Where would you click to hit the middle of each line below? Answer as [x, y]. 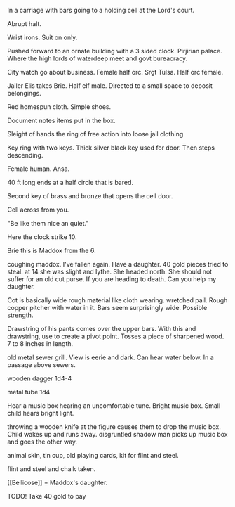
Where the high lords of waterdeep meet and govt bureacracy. [98, 58]
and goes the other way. [42, 442]
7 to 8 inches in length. [40, 344]
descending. [25, 155]
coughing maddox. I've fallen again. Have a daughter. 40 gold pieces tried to [118, 264]
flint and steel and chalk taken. [52, 469]
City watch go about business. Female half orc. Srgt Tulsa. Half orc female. [115, 72]
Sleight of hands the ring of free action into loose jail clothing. [96, 134]
